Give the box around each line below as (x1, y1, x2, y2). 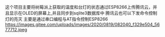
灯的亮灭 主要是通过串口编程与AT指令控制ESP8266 (5, 16, 108, 22)
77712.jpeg (5, 27, 27, 32)
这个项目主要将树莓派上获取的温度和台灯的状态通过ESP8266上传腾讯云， (5, 4, 153, 10)
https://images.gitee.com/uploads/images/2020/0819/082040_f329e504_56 (5, 22, 160, 27)
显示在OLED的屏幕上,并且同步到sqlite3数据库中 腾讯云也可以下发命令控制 (9, 10, 158, 16)
